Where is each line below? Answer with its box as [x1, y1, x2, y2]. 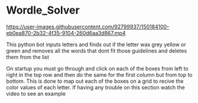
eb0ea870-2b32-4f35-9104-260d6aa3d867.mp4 [6, 29, 126, 36]
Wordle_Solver [6, 4, 80, 17]
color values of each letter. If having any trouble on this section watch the [6, 83, 185, 91]
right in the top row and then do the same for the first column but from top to [6, 71, 193, 78]
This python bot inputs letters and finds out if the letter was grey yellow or [6, 41, 186, 48]
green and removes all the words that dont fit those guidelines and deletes [6, 47, 187, 54]
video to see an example [6, 90, 66, 97]
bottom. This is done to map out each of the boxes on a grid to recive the [6, 78, 184, 85]
